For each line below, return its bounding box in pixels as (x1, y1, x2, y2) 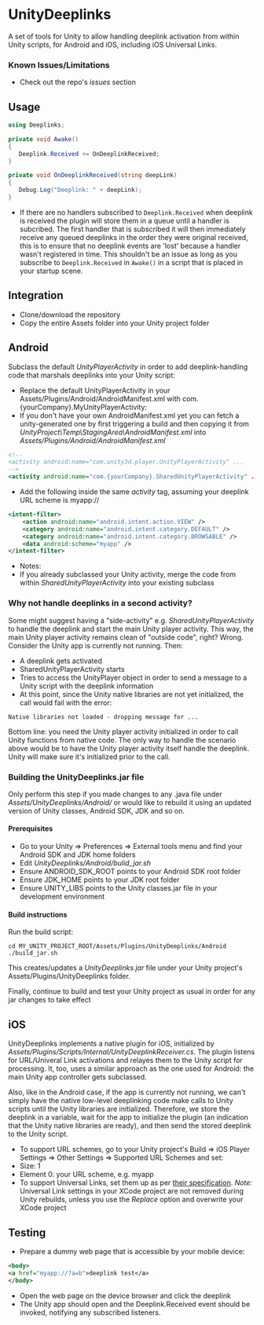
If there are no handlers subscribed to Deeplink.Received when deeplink (19, 207, 253, 217)
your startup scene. (19, 266, 84, 275)
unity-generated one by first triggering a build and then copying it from (19, 419, 250, 428)
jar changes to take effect (8, 995, 92, 1005)
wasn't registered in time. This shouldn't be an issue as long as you (19, 249, 238, 259)
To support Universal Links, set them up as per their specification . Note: (19, 1178, 253, 1187)
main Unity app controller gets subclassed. (8, 1072, 147, 1082)
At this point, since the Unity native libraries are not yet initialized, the (19, 689, 244, 699)
